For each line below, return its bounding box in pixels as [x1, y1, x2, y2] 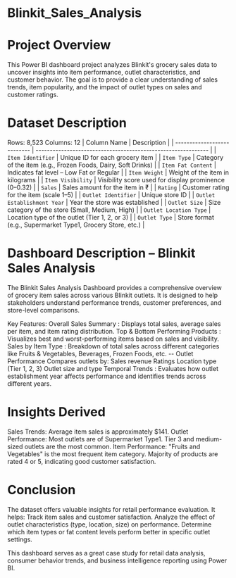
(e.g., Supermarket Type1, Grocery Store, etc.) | [7, 220, 145, 230]
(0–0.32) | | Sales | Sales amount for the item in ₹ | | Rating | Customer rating [7, 183, 230, 191]
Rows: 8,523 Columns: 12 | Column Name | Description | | [7, 139, 174, 147]
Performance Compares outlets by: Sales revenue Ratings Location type [7, 357, 217, 365]
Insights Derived [7, 404, 106, 420]
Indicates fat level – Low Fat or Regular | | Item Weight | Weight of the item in [7, 168, 230, 177]
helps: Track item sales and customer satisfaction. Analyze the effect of [7, 513, 216, 521]
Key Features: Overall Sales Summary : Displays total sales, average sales [7, 320, 221, 328]
